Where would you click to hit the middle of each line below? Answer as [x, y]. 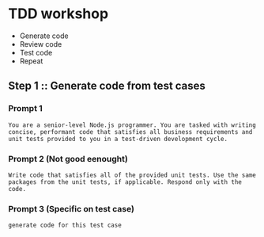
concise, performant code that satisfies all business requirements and [130, 132]
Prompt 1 [26, 109]
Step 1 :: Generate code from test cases [107, 86]
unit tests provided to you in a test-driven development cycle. [118, 139]
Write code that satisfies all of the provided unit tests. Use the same [132, 175]
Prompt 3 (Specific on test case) [71, 208]
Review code [41, 44]
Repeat [31, 61]
